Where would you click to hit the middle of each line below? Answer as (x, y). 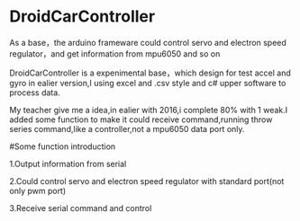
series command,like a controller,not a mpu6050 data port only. (127, 128)
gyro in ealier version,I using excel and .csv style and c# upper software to (148, 83)
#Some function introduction (63, 146)
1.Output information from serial (68, 164)
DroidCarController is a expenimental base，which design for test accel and (150, 73)
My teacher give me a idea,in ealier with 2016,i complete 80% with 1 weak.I (149, 110)
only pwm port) (38, 190)
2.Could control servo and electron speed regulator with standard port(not (147, 181)
